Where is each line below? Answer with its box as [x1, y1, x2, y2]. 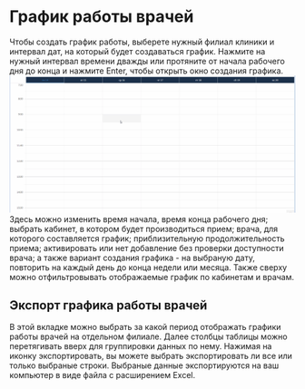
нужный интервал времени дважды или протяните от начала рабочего [9, 55, 286, 66]
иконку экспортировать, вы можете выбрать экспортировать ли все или [9, 351, 293, 362]
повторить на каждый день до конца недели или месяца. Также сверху [9, 261, 288, 273]
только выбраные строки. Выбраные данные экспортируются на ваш [9, 360, 280, 371]
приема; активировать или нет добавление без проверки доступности [9, 242, 284, 253]
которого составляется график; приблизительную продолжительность [9, 233, 285, 244]
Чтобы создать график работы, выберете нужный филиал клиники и [9, 36, 275, 47]
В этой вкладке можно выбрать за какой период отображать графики [9, 322, 281, 333]
